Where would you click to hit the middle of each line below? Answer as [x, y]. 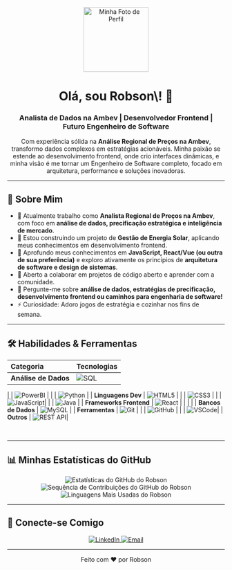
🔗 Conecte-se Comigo [56, 523]
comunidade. [36, 282]
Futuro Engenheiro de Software [116, 127]
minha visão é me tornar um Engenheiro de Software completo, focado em [116, 164]
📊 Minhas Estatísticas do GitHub [79, 460]
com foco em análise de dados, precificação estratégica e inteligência [119, 223]
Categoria [27, 367]
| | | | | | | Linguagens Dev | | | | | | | [115, 395]
